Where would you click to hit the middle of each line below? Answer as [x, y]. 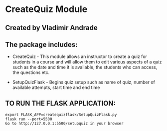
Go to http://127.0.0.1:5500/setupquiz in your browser [64, 123]
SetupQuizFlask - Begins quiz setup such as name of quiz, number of [84, 82]
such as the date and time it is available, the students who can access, [85, 67]
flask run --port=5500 [29, 119]
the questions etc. [31, 72]
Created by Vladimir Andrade [52, 28]
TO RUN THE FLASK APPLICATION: [61, 103]
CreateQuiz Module [46, 9]
